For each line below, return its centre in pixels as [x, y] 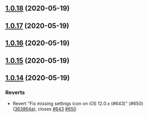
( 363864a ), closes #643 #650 [44, 109]
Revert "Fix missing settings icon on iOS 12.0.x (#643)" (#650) [78, 104]
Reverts [15, 92]
